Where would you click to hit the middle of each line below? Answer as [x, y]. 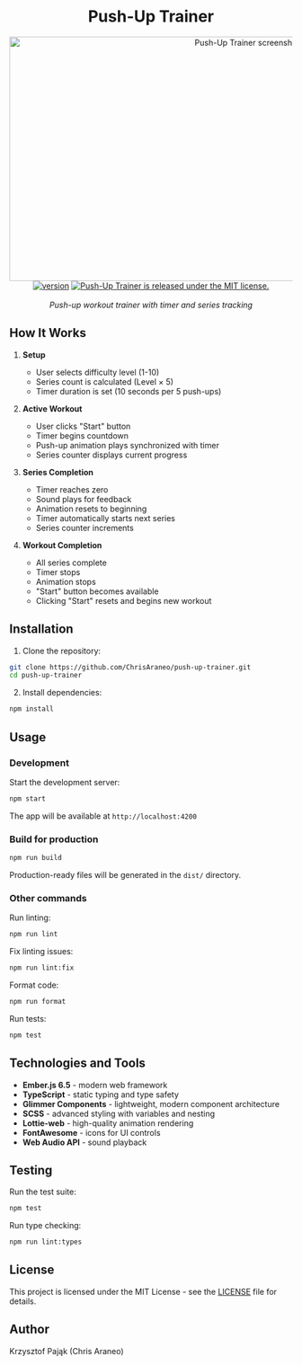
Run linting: [30, 917]
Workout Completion [62, 545]
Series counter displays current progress [111, 455]
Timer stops [58, 572]
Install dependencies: [62, 693]
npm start [28, 798]
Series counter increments [85, 527]
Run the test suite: [43, 1192]
